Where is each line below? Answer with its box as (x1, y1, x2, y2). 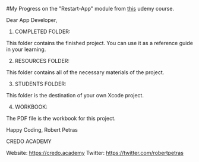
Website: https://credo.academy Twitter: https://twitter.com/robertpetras (6, 150, 184, 156)
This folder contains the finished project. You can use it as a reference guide (6, 40, 193, 46)
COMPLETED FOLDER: (14, 28, 71, 35)
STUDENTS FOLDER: (14, 80, 67, 87)
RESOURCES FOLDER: (14, 58, 70, 64)
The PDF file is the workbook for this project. (6, 115, 116, 122)
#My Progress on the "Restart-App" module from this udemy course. (6, 5, 174, 12)
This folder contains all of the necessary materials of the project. (6, 69, 165, 76)
